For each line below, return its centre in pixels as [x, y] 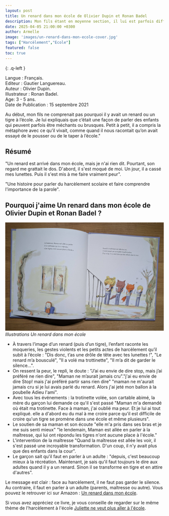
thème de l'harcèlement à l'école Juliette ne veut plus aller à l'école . [76, 508]
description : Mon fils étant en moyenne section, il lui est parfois [80, 21]
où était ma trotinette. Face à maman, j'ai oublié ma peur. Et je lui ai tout [87, 408]
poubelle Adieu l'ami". [35, 392]
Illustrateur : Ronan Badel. [32, 94]
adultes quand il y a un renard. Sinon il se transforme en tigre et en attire [87, 467]
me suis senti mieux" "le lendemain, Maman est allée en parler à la [81, 429]
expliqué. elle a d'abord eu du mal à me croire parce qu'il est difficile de [87, 413]
